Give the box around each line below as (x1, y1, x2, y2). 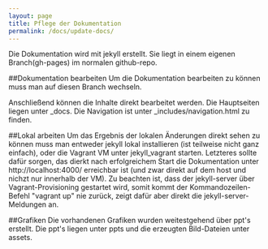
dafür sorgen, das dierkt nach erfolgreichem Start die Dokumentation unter (8, 157, 260, 166)
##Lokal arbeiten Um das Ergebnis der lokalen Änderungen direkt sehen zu (8, 131, 261, 140)
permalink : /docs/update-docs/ (8, 27, 115, 35)
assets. (8, 233, 32, 243)
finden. (8, 115, 32, 125)
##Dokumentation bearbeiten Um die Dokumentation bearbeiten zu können (8, 74, 261, 84)
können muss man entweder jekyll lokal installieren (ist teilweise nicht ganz (8, 140, 260, 149)
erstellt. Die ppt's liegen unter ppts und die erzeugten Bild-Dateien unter (8, 224, 250, 234)
